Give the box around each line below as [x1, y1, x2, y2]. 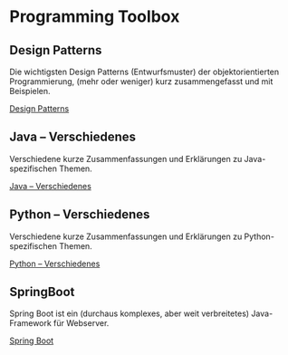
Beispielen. [9, 86, 52, 96]
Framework [9, 318, 52, 329]
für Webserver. [53, 318, 110, 329]
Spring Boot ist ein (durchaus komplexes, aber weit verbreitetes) [9, 308, 250, 319]
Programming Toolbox [9, 6, 180, 27]
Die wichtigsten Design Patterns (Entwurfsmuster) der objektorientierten [9, 66, 280, 77]
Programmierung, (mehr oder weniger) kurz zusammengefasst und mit [9, 76, 274, 87]
